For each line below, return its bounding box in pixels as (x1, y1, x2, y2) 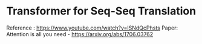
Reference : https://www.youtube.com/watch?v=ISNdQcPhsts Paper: (6, 24, 178, 31)
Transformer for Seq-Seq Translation (6, 4, 197, 18)
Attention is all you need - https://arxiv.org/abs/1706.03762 (6, 30, 154, 37)
